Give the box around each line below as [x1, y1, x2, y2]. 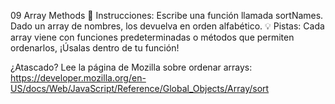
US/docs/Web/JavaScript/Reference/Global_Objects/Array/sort [10, 83, 270, 94]
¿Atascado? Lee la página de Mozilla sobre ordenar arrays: [10, 61, 253, 73]
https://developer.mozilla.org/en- [10, 72, 147, 84]
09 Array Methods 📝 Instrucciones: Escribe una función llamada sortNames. [10, 10, 324, 21]
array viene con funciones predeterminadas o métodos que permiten [10, 31, 295, 43]
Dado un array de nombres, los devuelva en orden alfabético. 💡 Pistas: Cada [10, 20, 325, 32]
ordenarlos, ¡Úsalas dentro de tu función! [10, 42, 180, 54]
